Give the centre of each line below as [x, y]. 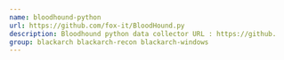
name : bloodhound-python [55, 17]
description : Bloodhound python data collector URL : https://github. [143, 34]
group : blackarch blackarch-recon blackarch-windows [109, 42]
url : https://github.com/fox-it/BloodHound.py [97, 26]
